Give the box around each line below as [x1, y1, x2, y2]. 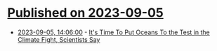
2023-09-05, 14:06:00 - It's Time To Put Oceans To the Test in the [17, 28, 210, 36]
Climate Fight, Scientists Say [17, 35, 100, 43]
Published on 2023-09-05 [7, 5, 164, 21]
